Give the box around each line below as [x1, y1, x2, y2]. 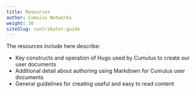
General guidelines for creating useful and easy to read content [15, 80, 175, 88]
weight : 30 [6, 20, 34, 26]
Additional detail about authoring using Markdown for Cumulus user [15, 67, 186, 75]
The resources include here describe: [6, 43, 100, 50]
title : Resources [6, 9, 51, 15]
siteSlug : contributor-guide [6, 26, 80, 32]
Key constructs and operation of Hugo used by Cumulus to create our [15, 54, 190, 61]
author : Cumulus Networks [6, 15, 72, 21]
